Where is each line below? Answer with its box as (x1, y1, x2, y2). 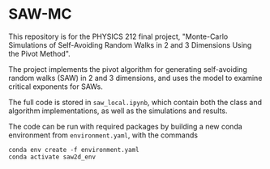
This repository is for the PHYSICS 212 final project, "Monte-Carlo (8, 32, 229, 41)
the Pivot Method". (8, 49, 71, 58)
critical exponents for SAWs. (8, 82, 103, 91)
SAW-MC (8, 5, 72, 23)
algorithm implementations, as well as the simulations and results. (8, 106, 229, 116)
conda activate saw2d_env (8, 153, 96, 161)
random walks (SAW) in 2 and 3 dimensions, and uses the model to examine (8, 73, 263, 82)
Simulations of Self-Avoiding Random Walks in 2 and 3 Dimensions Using (8, 40, 252, 49)
